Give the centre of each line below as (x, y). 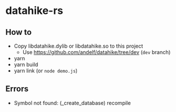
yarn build (26, 64)
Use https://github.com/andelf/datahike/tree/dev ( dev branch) (96, 52)
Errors (17, 89)
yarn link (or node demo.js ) (46, 71)
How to (19, 32)
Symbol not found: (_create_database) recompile (72, 103)
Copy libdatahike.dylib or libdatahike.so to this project (78, 46)
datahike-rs (34, 11)
